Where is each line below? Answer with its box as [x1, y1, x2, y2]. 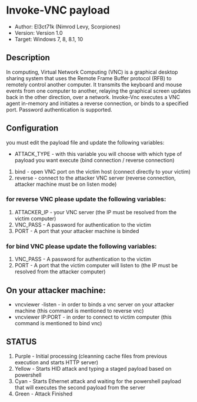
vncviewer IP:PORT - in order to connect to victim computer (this [14, 313, 172, 321]
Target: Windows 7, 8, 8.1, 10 [14, 35, 84, 43]
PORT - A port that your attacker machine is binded [14, 227, 139, 234]
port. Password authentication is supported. [6, 106, 113, 113]
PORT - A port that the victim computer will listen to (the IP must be [14, 262, 178, 269]
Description [6, 53, 50, 63]
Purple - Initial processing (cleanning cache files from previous [14, 352, 168, 359]
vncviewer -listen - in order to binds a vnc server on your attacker [14, 300, 175, 308]
